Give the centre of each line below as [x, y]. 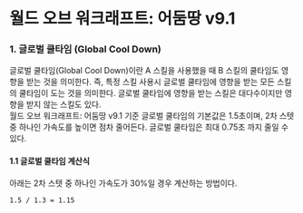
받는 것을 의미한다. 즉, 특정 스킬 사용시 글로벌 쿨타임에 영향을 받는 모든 [150, 82]
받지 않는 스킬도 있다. [64, 104]
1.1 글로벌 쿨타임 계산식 [50, 161]
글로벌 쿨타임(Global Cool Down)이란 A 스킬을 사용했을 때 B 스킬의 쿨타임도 [144, 71]
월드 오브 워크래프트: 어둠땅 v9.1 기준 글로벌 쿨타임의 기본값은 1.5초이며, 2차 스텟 [152, 116]
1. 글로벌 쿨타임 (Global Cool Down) [85, 49]
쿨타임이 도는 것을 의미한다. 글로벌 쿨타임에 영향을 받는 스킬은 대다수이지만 [151, 93]
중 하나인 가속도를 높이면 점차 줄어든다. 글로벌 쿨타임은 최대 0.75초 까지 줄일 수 [149, 127]
